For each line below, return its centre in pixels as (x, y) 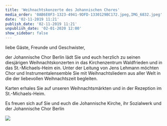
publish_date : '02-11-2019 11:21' (41, 24)
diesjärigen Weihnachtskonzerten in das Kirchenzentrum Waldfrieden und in (84, 62)
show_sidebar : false (27, 33)
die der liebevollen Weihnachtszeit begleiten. (51, 79)
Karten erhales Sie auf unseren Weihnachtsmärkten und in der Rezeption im (83, 88)
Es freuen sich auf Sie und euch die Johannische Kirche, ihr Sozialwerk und (83, 103)
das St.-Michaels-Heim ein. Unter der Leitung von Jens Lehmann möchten (82, 68)
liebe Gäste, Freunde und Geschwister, (45, 47)
